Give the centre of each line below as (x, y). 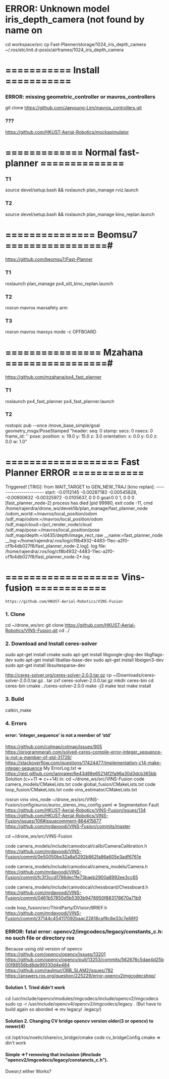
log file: (98, 546)
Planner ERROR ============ (75, 473)
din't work (16, 1043)
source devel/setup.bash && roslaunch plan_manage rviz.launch (72, 190)
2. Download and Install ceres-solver (51, 644)
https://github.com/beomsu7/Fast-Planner (49, 259)
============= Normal (61, 152)
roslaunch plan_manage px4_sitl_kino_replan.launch (59, 284)
